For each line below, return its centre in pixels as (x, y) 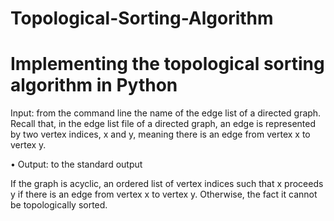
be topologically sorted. (59, 205)
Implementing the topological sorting (167, 64)
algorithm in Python (94, 85)
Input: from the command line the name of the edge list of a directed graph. (166, 113)
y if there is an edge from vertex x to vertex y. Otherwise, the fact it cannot (164, 194)
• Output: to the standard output (76, 164)
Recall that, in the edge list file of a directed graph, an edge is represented (163, 124)
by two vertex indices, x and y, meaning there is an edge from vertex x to (160, 134)
